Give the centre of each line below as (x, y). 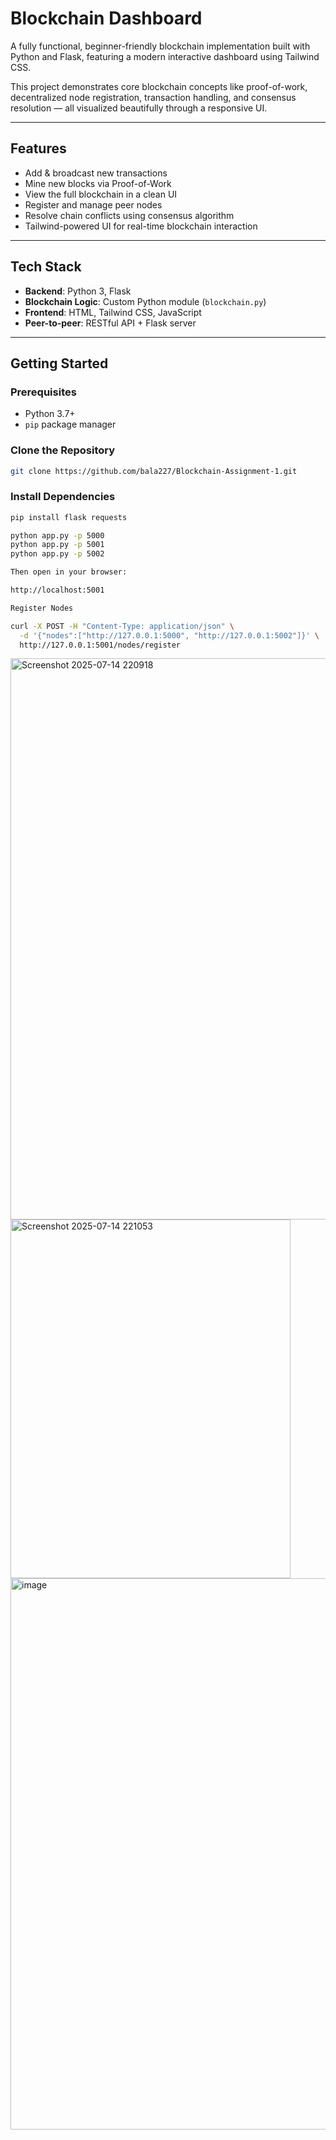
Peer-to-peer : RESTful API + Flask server (110, 323)
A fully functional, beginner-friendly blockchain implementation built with (160, 46)
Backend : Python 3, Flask (78, 291)
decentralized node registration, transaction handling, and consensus (153, 97)
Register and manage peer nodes (93, 204)
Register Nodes (42, 608)
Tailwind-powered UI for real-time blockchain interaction (141, 226)
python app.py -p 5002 (57, 554)
